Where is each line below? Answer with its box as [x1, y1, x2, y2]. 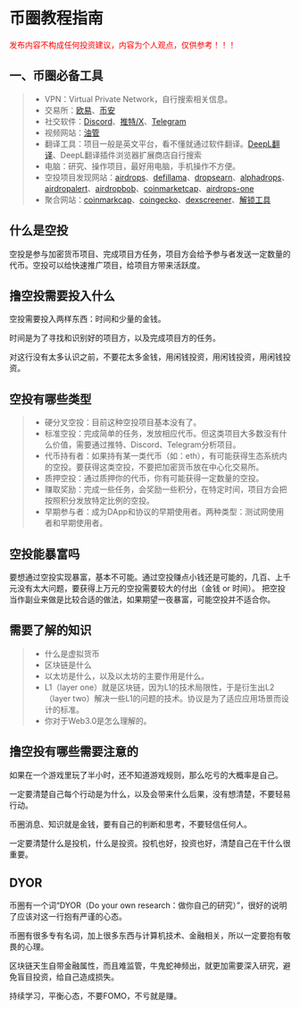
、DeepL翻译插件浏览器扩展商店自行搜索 [52, 149, 203, 160]
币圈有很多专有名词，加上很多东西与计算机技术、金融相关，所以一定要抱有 [9, 930, 283, 941]
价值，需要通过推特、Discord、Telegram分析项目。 [52, 439, 241, 450]
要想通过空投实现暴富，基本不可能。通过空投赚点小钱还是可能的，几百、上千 [9, 572, 291, 582]
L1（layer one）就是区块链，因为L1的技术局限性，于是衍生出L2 [44, 682, 275, 692]
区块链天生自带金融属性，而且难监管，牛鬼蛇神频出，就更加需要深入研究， [9, 961, 283, 971]
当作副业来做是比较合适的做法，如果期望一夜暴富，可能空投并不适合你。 [9, 594, 275, 605]
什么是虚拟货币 [44, 648, 100, 658]
